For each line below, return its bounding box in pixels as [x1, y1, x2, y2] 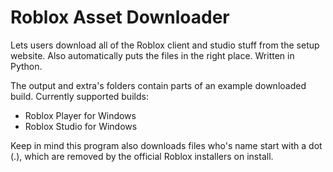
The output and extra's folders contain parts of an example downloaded [10, 79, 307, 91]
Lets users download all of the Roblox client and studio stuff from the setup [10, 39, 320, 51]
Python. [10, 60, 43, 72]
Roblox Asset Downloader [10, 6, 230, 29]
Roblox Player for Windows [24, 109, 137, 121]
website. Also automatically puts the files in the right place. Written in [10, 49, 295, 61]
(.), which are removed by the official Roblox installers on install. [10, 150, 274, 162]
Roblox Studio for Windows [24, 120, 138, 132]
